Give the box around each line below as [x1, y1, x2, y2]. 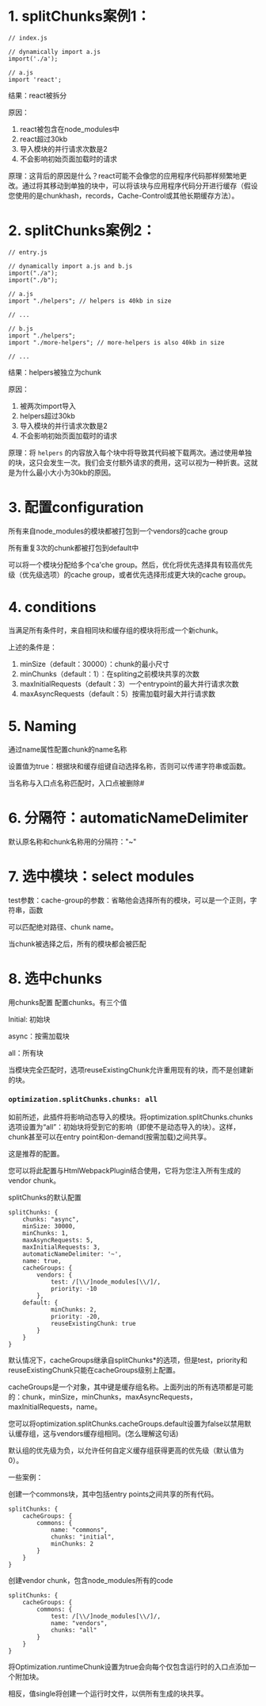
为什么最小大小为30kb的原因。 [14, 468, 116, 477]
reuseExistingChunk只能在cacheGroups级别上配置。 [8, 1365, 180, 1374]
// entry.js [8, 248, 47, 256]
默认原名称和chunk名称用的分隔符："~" [8, 837, 137, 846]
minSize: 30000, [22, 1222, 77, 1230]
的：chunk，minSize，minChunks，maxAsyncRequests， [8, 1392, 197, 1401]
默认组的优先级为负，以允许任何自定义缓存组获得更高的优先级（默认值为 [8, 1446, 244, 1455]
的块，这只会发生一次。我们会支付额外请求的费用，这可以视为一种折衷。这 [8, 457, 251, 467]
